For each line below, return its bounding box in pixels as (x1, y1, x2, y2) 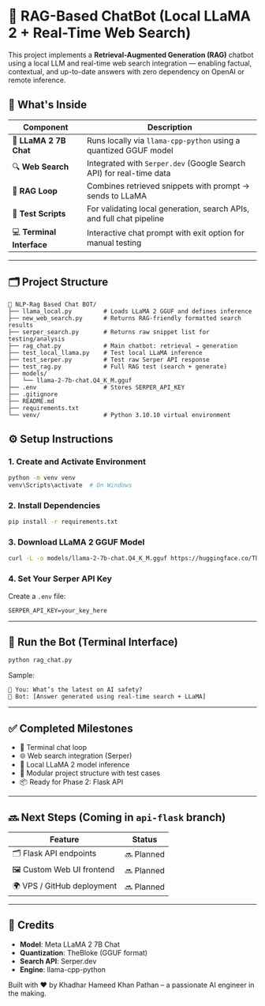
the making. (8, 988, 47, 998)
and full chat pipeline (86, 213, 164, 224)
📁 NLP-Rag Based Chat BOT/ (8, 300, 97, 308)
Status (132, 834, 158, 845)
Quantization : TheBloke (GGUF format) (19, 948, 148, 957)
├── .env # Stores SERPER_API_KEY (8, 383, 185, 391)
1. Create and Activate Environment (8, 456, 146, 467)
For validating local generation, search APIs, (86, 203, 250, 214)
